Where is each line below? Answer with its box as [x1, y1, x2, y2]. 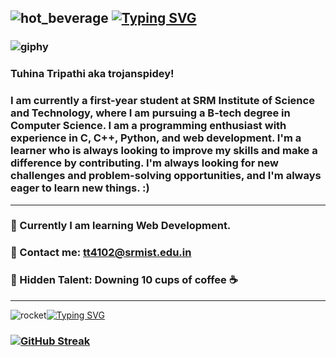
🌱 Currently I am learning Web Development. [10, 219, 232, 233]
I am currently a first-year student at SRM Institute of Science [10, 94, 315, 108]
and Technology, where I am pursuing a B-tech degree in [10, 106, 291, 120]
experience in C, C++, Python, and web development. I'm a [10, 131, 302, 145]
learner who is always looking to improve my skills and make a [10, 144, 318, 158]
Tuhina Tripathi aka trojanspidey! [10, 67, 175, 81]
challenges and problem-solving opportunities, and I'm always [10, 169, 322, 183]
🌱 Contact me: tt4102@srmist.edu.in [10, 246, 192, 260]
